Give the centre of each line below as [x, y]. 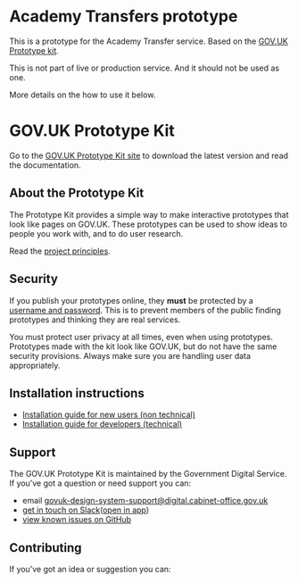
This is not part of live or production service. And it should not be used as [144, 68]
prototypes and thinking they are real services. [95, 320]
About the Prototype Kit [77, 193]
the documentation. [46, 165]
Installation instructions [77, 393]
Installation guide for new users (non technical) [109, 415]
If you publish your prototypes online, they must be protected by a [132, 300]
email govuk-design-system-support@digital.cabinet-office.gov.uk [145, 501]
